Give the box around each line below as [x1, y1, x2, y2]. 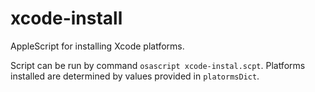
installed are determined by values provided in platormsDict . [10, 70, 260, 82]
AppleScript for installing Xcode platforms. [10, 40, 185, 52]
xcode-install [10, 7, 123, 30]
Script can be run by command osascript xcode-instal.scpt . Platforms [10, 59, 306, 71]
